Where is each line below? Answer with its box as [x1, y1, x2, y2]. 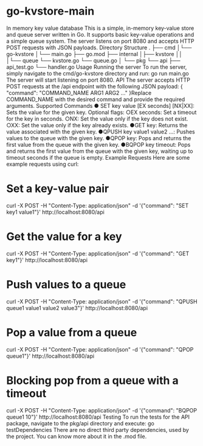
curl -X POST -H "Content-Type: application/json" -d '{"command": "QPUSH [6, 297, 198, 305]
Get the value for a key [6, 230, 123, 244]
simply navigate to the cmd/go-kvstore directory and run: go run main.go [6, 69, 190, 77]
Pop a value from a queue [6, 325, 137, 339]
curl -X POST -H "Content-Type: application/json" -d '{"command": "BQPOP [6, 406, 198, 414]
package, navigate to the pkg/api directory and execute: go [6, 419, 155, 427]
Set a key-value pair [6, 182, 109, 196]
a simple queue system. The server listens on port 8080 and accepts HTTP [6, 37, 194, 44]
